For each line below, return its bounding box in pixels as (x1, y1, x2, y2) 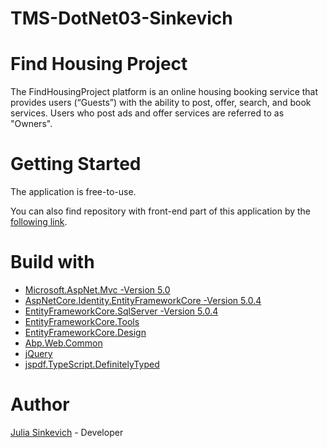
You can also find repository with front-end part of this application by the (10, 205, 312, 217)
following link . (10, 216, 68, 228)
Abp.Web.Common (24, 337, 103, 349)
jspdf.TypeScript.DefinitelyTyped (24, 358, 160, 370)
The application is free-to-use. (10, 186, 137, 198)
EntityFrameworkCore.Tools (24, 316, 140, 327)
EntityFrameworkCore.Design (24, 327, 147, 338)
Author (10, 393, 70, 416)
